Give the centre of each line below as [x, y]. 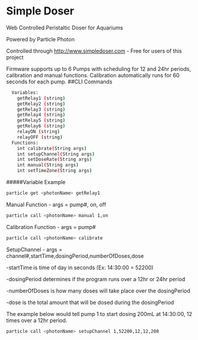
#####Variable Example [36, 182]
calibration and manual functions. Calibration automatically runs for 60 [93, 75]
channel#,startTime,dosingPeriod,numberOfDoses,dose [75, 255]
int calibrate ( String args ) [52, 148]
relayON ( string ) [39, 132]
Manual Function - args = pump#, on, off [56, 204]
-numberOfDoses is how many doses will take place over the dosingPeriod [98, 291]
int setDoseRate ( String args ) [55, 160]
